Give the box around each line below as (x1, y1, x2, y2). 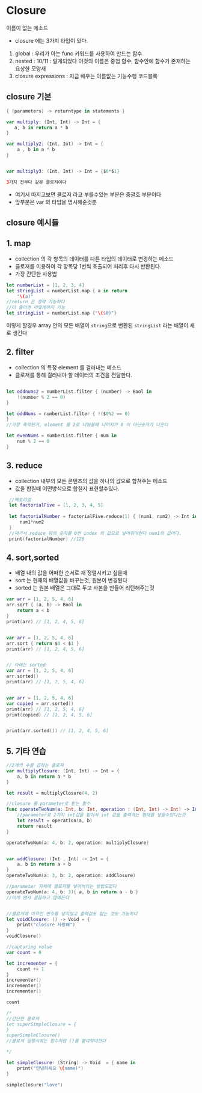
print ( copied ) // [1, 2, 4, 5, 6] (6, 712, 93, 718)
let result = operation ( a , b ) (17, 817, 93, 824)
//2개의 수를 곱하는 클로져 (6, 762, 64, 769)
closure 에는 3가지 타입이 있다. (14, 37, 88, 44)
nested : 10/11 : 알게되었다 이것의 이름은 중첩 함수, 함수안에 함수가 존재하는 (14, 57, 191, 64)
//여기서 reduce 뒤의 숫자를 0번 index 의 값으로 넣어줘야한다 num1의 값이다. (8, 530, 182, 536)
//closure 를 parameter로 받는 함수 (6, 801, 91, 807)
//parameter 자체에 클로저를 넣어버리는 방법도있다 (6, 884, 117, 890)
